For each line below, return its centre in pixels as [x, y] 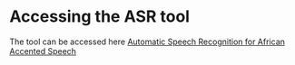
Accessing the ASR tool [100, 17]
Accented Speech [43, 51]
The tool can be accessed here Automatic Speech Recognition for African [147, 42]
